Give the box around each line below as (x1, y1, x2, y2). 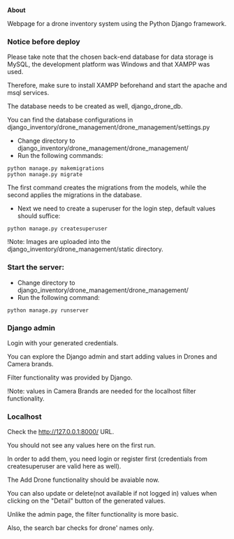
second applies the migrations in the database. (7, 191, 142, 199)
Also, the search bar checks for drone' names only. (7, 524, 154, 532)
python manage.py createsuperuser (7, 225, 108, 233)
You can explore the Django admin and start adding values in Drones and (7, 352, 218, 361)
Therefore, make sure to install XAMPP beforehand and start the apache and (7, 81, 228, 89)
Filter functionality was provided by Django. (7, 373, 133, 382)
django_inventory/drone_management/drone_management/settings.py (7, 123, 210, 131)
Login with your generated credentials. (7, 338, 119, 347)
